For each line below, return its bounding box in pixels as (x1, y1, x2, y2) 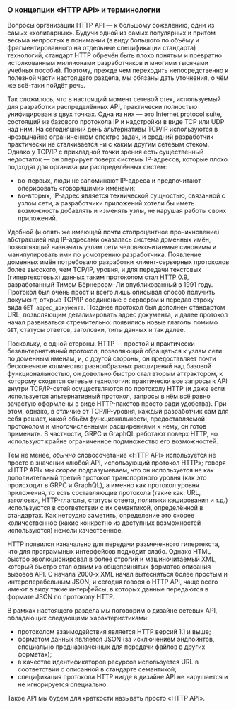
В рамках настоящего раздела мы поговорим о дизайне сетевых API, (7, 606, 218, 615)
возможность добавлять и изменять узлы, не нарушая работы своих (17, 207, 227, 215)
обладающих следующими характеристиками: (7, 614, 150, 623)
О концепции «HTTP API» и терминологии (7, 5, 160, 15)
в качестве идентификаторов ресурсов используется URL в (17, 657, 199, 667)
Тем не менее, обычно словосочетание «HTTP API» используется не (7, 451, 217, 460)
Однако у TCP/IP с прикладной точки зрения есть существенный (7, 147, 204, 157)
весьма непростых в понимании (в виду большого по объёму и (7, 36, 200, 45)
